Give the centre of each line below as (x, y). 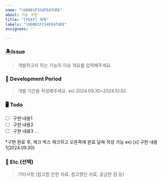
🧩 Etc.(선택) (19, 162)
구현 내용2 (23, 125)
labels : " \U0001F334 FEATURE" (36, 24)
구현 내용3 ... (25, 131)
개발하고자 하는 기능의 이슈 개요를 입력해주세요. (65, 65)
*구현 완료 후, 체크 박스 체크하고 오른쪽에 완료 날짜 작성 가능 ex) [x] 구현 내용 (81, 142)
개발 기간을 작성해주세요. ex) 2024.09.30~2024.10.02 (72, 90)
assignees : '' (20, 29)
